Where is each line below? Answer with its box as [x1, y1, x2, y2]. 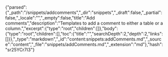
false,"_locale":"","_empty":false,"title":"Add [5, 15, 95, 20]
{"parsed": [5, 4, 28, 10]
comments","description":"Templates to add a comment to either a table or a [5, 20, 163, 26]
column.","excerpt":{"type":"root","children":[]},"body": [5, 25, 118, 31]
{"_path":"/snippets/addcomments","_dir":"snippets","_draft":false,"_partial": [5, 9, 162, 15]
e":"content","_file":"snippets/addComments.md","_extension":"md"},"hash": [5, 41, 163, 47]
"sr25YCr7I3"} [5, 47, 35, 52]
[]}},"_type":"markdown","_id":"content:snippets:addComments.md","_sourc [5, 36, 162, 42]
